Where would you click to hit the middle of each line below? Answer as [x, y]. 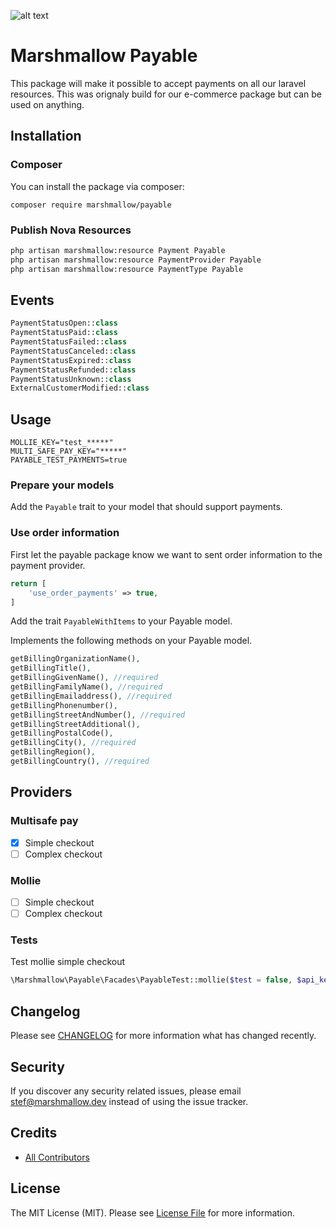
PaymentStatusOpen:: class [64, 323]
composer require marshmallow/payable [91, 205]
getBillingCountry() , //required [80, 761]
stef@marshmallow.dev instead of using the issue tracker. [129, 1101]
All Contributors [57, 1157]
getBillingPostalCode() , [62, 733]
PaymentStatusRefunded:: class [73, 370]
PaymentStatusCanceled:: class [73, 351]
